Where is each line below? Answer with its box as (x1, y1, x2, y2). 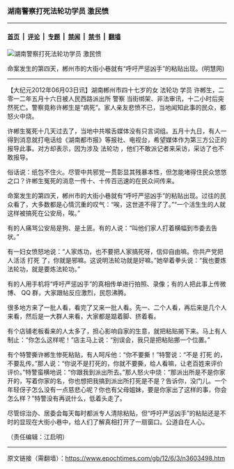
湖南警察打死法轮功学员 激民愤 (7, 6, 109, 15)
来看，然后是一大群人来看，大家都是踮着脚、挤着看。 (7, 312, 160, 320)
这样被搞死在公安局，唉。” (7, 208, 81, 217)
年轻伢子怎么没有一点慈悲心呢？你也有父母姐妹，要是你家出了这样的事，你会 (7, 385, 227, 394)
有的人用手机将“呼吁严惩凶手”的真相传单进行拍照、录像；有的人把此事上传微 (7, 280, 226, 288)
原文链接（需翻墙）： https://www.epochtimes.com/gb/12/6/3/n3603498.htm (7, 454, 226, 462)
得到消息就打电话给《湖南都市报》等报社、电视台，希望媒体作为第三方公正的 (7, 135, 227, 144)
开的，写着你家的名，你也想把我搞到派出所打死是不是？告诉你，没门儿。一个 (7, 376, 227, 385)
